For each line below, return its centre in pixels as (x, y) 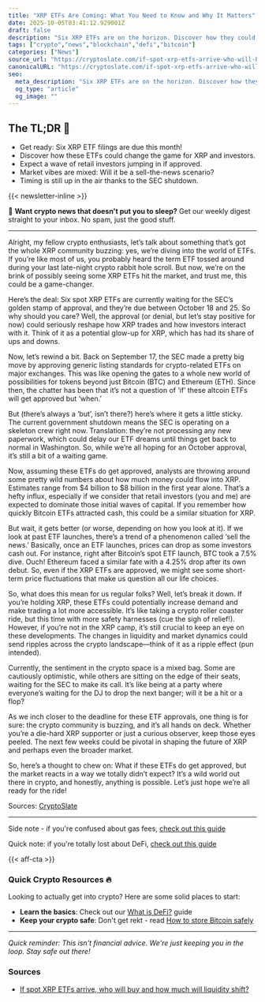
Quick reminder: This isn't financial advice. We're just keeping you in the (126, 943)
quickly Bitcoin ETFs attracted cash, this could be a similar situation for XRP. (132, 513)
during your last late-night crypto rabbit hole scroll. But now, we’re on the (127, 267)
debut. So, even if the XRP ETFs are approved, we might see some (116, 570)
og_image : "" (37, 96)
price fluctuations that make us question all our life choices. (122, 579)
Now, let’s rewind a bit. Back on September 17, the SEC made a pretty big (126, 357)
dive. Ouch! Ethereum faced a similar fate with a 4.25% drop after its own (127, 562)
